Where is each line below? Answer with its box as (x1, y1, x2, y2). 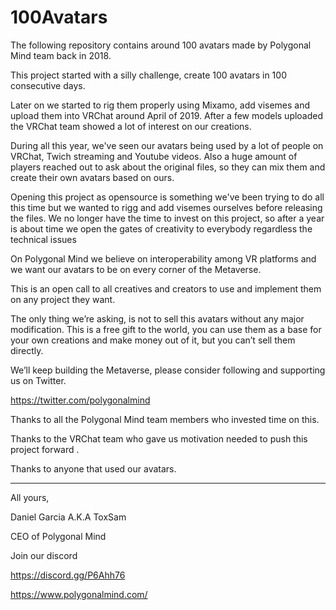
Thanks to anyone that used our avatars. (10, 462, 177, 475)
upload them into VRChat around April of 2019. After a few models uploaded (10, 109, 324, 121)
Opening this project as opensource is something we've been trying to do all (10, 191, 325, 203)
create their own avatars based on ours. (10, 171, 175, 183)
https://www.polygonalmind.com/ (10, 588, 148, 600)
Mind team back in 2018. (10, 49, 112, 61)
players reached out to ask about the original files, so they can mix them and (10, 161, 326, 173)
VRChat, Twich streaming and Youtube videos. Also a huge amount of (10, 150, 298, 162)
